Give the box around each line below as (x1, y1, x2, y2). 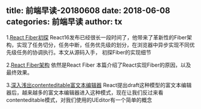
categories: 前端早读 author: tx (6, 17, 123, 27)
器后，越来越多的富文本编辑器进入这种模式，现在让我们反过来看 (6, 89, 163, 96)
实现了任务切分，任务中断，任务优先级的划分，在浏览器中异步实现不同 (16, 41, 190, 48)
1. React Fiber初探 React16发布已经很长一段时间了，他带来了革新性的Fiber (6, 33, 187, 41)
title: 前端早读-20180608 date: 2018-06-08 (6, 5, 170, 16)
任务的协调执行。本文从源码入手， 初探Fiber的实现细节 (16, 48, 151, 55)
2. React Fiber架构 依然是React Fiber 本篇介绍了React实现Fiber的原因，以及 (6, 61, 191, 68)
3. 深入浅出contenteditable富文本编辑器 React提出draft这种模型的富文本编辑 (6, 81, 192, 88)
